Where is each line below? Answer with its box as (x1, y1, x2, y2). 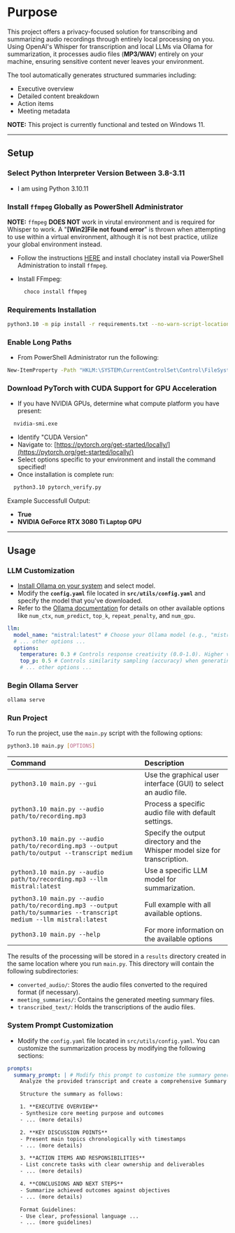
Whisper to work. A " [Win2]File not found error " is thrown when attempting (7, 225, 226, 234)
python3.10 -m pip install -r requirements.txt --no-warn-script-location (7, 321, 230, 328)
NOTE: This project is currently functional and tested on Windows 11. (7, 120, 205, 128)
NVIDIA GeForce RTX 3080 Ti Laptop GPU (17, 518, 142, 526)
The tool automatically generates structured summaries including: (7, 71, 197, 79)
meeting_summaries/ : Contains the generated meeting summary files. (17, 995, 215, 1004)
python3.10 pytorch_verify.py (13, 484, 101, 491)
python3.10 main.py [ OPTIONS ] (7, 743, 96, 750)
